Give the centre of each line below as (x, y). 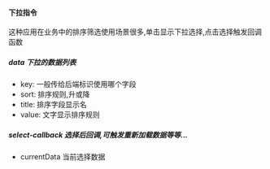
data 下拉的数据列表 (42, 62)
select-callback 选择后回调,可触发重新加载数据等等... (98, 135)
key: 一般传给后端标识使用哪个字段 (78, 84)
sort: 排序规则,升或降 (55, 94)
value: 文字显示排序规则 (60, 115)
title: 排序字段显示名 (53, 105)
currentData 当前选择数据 (63, 157)
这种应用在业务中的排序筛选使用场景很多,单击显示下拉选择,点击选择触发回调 (135, 32)
